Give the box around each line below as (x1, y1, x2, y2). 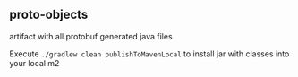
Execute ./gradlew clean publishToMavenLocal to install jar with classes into (9, 48, 290, 59)
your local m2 (9, 57, 60, 68)
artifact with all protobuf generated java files (9, 30, 173, 41)
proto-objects (9, 7, 89, 22)
